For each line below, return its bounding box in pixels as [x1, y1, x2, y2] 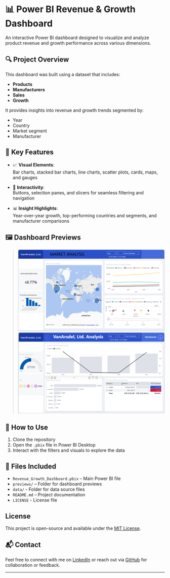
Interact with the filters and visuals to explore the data [12, 447, 125, 454]
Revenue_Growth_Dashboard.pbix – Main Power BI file [12, 475, 121, 482]
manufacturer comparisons [12, 218, 70, 224]
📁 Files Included [5, 462, 57, 470]
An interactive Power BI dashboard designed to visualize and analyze [5, 35, 149, 41]
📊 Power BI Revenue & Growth [5, 4, 136, 15]
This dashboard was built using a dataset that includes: [5, 71, 120, 77]
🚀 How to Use [5, 423, 48, 431]
